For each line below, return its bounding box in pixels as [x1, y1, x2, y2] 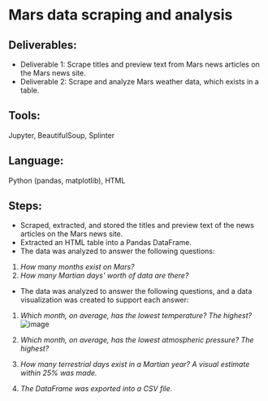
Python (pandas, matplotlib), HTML [8, 175, 126, 185]
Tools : [8, 109, 41, 123]
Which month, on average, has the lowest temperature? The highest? [19, 311, 253, 321]
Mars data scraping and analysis [8, 6, 233, 24]
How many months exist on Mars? [19, 262, 135, 272]
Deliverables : [8, 38, 77, 52]
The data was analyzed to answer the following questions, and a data [19, 287, 253, 296]
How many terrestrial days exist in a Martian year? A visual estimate [19, 360, 250, 369]
